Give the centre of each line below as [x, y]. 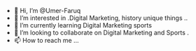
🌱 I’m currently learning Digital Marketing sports [83, 25]
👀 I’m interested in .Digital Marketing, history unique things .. [101, 18]
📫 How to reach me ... [46, 40]
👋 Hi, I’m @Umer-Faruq [47, 11]
